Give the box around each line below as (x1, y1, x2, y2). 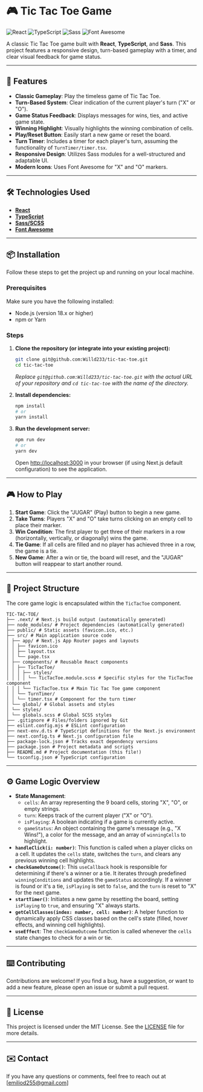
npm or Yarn (14, 316, 47, 323)
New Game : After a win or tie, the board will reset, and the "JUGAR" (14, 553, 184, 561)
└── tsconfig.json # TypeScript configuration (6, 754, 126, 761)
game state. (14, 118, 45, 125)
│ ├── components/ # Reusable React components (6, 659, 129, 665)
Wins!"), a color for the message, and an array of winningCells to (24, 831, 186, 839)
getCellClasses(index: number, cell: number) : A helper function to (14, 908, 184, 916)
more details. (6, 1030, 39, 1037)
